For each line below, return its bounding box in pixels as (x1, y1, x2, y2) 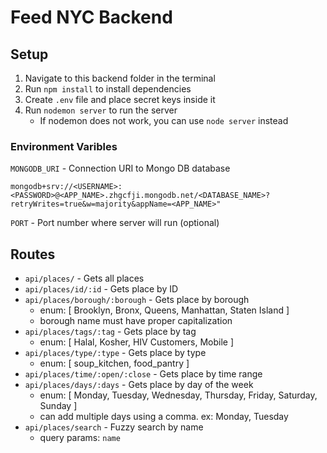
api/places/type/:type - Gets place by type (24, 347, 207, 359)
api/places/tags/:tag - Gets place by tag (24, 326, 197, 338)
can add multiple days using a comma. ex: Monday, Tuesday (39, 411, 289, 423)
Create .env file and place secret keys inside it (24, 94, 216, 105)
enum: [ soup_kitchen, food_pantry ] (39, 357, 190, 370)
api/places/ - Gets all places (24, 272, 145, 285)
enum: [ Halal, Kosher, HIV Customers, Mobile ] (39, 336, 235, 348)
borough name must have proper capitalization (39, 315, 233, 327)
